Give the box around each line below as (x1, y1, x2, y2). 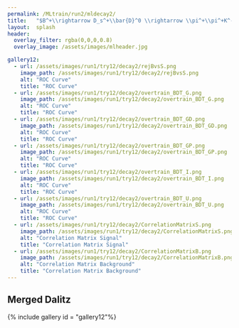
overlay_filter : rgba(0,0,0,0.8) (14, 37, 113, 44)
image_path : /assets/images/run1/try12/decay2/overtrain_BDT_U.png (20, 202, 224, 209)
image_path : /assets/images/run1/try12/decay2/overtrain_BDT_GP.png (20, 148, 228, 156)
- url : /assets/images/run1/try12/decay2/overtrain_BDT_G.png (14, 89, 202, 97)
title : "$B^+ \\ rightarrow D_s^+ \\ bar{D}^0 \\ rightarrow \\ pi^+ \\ (7, 17, 212, 24)
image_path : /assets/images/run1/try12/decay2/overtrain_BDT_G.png (20, 96, 224, 103)
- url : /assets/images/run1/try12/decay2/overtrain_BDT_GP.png (14, 142, 205, 149)
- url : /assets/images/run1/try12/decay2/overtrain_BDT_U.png (14, 195, 202, 202)
